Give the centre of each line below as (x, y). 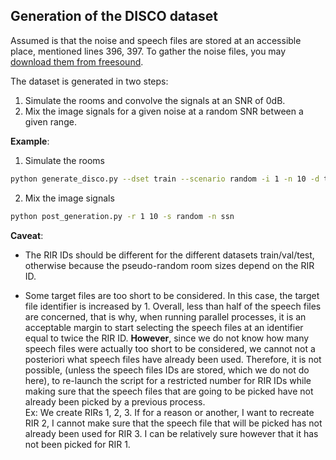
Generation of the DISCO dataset (114, 16)
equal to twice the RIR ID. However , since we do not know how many (167, 338)
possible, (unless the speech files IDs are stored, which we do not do (167, 370)
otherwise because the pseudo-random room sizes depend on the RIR (169, 265)
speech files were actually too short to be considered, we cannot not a (170, 348)
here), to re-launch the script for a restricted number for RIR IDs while (168, 380)
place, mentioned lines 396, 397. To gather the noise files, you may (148, 51)
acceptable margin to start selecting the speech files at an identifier (164, 327)
